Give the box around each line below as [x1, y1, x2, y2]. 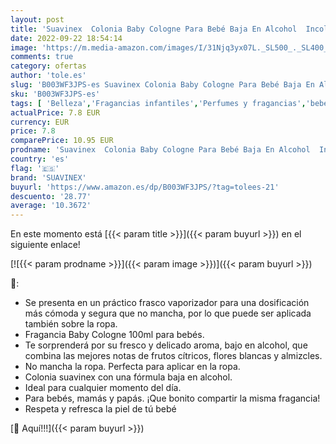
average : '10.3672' [10, 201, 92, 211]
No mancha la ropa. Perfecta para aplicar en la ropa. [24, 361, 241, 373]
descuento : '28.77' [10, 191, 92, 201]
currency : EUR [10, 117, 70, 127]
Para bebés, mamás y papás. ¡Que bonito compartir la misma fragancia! [24, 392, 321, 405]
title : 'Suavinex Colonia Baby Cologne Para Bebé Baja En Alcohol [10, 24, 298, 34]
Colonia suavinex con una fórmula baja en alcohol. [24, 371, 233, 383]
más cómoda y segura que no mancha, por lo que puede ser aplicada [24, 307, 312, 320]
